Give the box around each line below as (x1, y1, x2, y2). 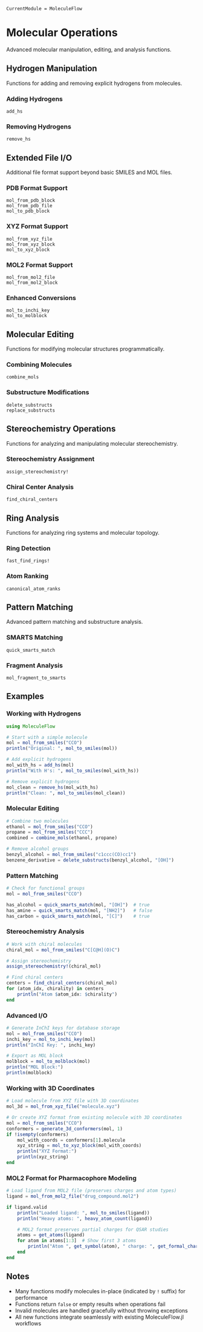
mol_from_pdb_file (6, 203, 53, 209)
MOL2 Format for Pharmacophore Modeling (6, 1174, 137, 1182)
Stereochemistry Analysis (6, 928, 85, 936)
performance (14, 1294, 48, 1301)
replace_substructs (6, 407, 56, 413)
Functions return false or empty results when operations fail (14, 1300, 166, 1308)
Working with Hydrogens (6, 709, 82, 718)
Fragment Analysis (6, 661, 63, 669)
